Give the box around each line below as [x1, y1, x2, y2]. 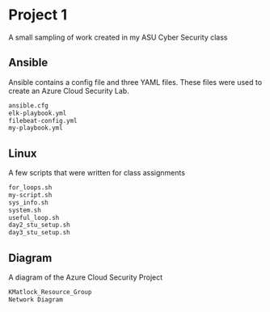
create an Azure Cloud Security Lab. [8, 86, 129, 95]
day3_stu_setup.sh [8, 229, 70, 237]
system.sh [8, 206, 42, 214]
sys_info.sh [8, 198, 49, 207]
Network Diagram [8, 295, 63, 304]
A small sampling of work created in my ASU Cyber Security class [8, 32, 228, 42]
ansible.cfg [8, 101, 49, 110]
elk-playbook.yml [8, 109, 67, 117]
